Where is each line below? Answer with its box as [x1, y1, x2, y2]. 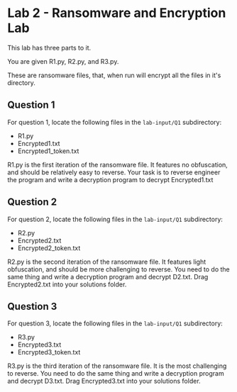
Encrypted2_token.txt [17, 243, 81, 252]
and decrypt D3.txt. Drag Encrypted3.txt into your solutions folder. [7, 377, 201, 386]
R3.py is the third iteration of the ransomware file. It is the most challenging [7, 362, 227, 370]
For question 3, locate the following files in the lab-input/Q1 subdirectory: [7, 319, 224, 327]
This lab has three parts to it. [7, 43, 92, 52]
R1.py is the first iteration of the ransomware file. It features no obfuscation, [7, 160, 228, 169]
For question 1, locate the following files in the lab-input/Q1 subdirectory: [7, 118, 222, 126]
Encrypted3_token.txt [17, 348, 81, 357]
